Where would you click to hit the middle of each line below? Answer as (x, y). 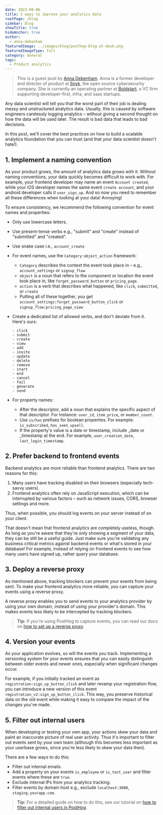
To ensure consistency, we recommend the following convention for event (80, 207)
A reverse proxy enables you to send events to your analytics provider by (79, 601)
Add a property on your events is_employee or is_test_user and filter (81, 772)
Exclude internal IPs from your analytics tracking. (61, 782)
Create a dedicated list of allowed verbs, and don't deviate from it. (79, 316)
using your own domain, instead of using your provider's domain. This (75, 606)
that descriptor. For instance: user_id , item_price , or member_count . (86, 414)
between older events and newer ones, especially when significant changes (81, 664)
